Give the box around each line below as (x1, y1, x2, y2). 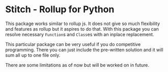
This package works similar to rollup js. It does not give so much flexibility (5, 20, 160, 27)
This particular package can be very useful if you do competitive (5, 41, 141, 47)
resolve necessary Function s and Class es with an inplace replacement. (5, 31, 154, 37)
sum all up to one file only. (5, 52, 61, 58)
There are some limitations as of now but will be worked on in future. (5, 62, 149, 68)
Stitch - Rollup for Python (5, 4, 115, 15)
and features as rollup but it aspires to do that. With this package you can (5, 26, 159, 32)
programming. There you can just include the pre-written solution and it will (5, 46, 164, 53)
